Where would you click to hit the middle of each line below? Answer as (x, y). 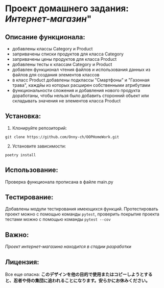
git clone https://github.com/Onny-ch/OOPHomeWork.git (62, 137)
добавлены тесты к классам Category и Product (62, 64)
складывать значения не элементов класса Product (66, 101)
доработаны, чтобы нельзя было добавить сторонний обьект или (81, 96)
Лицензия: (22, 262)
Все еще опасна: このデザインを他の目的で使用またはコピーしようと (75, 274)
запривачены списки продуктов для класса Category (68, 54)
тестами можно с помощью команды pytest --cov (58, 219)
